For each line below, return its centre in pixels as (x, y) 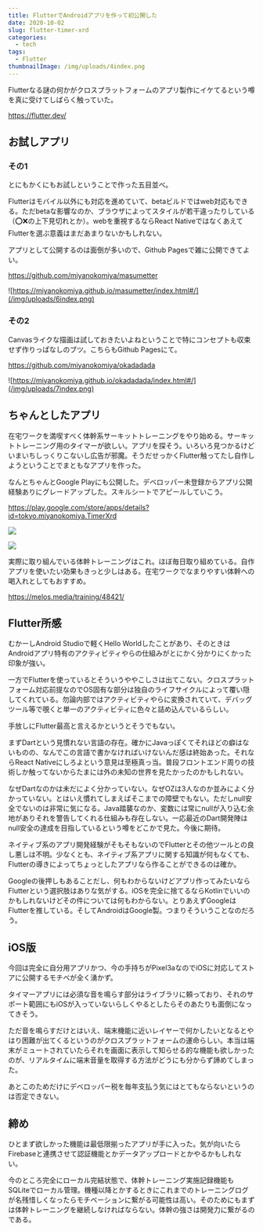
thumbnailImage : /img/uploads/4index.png (77, 67)
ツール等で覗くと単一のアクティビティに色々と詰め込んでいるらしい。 (121, 709)
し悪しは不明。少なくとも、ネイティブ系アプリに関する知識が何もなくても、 (131, 855)
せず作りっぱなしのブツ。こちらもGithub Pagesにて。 (95, 349)
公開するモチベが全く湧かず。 (69, 977)
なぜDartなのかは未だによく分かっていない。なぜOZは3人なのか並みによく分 (131, 789)
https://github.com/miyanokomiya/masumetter (83, 276)
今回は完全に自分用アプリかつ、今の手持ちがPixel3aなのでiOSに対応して (124, 968)
